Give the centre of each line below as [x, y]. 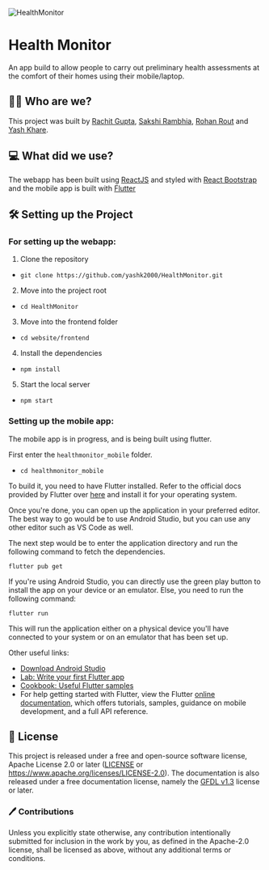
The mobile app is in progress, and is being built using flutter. [110, 439]
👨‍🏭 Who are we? [50, 101]
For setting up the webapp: [62, 241]
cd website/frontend [55, 338]
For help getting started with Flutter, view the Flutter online [118, 694]
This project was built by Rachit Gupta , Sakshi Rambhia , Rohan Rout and [128, 120]
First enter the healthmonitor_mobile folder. [80, 454]
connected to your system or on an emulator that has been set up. [118, 637]
